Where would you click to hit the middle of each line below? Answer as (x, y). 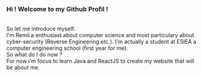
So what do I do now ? (34, 55)
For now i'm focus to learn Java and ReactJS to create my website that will (100, 61)
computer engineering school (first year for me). (67, 48)
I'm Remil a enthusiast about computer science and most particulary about (100, 35)
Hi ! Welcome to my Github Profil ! (57, 9)
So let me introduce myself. (41, 29)
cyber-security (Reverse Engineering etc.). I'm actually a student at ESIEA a (102, 42)
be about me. (23, 67)
